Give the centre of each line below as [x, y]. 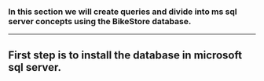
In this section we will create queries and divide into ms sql [123, 12]
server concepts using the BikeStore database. [100, 21]
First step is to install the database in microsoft [125, 55]
